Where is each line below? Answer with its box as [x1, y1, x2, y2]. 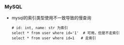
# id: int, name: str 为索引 [11, 26, 68, 30]
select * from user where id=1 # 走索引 [11, 36, 96, 41]
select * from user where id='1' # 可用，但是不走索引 [11, 30, 120, 36]
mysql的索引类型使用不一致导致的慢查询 [11, 15, 92, 21]
